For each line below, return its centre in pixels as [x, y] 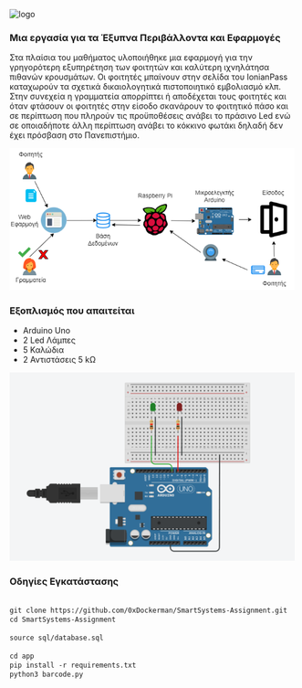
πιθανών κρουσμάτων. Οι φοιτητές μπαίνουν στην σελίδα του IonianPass [149, 77]
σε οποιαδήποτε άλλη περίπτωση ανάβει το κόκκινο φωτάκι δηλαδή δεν [146, 126]
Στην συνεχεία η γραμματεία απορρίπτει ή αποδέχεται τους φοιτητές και [148, 97]
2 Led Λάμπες [49, 340]
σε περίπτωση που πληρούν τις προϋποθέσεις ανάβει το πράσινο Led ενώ [150, 116]
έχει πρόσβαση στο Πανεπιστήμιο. [74, 135]
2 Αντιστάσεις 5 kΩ [59, 360]
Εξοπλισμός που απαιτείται [72, 311]
